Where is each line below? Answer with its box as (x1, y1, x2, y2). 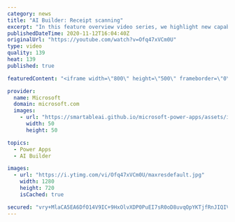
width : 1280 (20, 178, 55, 186)
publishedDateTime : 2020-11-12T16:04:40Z (7, 29, 130, 37)
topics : (7, 139, 30, 146)
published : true (7, 62, 55, 69)
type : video (7, 43, 42, 50)
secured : (7, 204, 33, 211)
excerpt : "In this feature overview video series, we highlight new (7, 23, 211, 30)
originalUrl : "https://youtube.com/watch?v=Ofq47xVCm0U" (7, 36, 177, 43)
